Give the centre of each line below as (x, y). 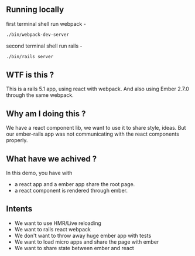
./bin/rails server (30, 56)
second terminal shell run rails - (44, 46)
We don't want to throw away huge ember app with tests (83, 235)
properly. (17, 140)
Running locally (35, 10)
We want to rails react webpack (53, 229)
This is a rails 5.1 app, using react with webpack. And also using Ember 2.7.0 (97, 89)
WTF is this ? (30, 75)
